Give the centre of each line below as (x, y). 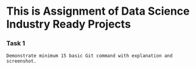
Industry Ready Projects (68, 24)
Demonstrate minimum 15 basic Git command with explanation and (89, 56)
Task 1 (16, 43)
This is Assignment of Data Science (98, 11)
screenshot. (21, 61)
